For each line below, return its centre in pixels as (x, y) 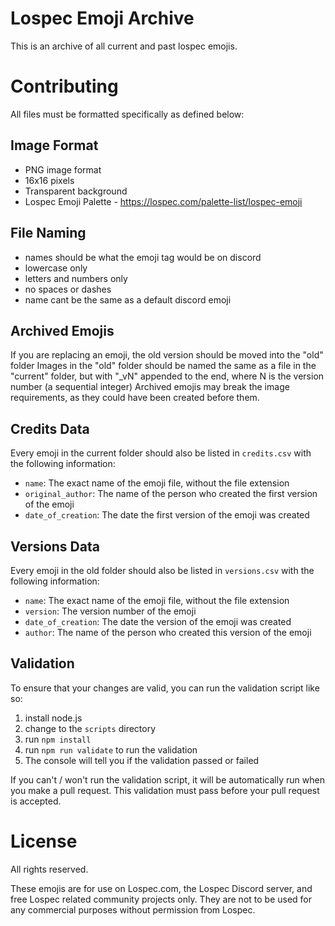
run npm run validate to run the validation (111, 749)
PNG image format (63, 169)
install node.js (53, 718)
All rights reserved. (49, 869)
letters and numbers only (76, 278)
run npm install (58, 739)
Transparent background (76, 191)
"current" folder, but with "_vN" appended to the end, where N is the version (167, 376)
